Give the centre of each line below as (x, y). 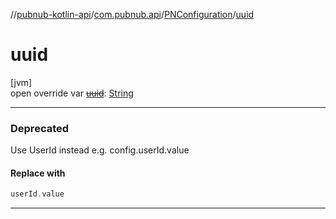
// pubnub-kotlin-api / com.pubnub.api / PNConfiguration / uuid (132, 14)
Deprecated (40, 128)
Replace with (38, 173)
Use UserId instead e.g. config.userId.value (100, 150)
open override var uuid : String (72, 93)
